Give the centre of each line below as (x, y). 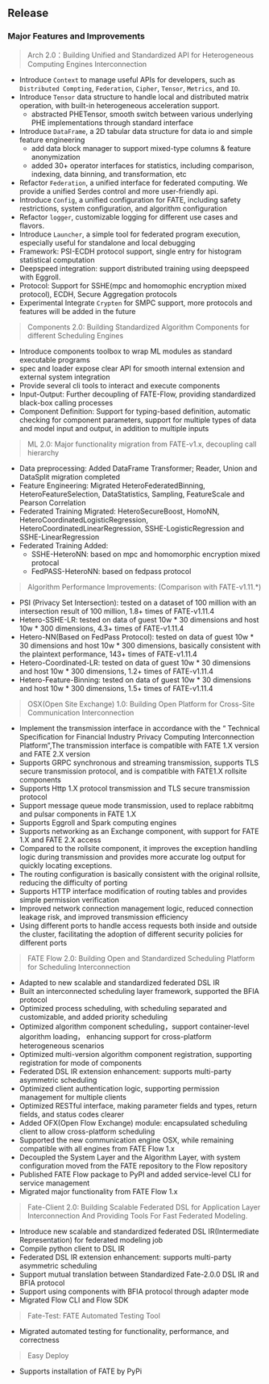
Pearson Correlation (52, 502)
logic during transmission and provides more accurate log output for (132, 857)
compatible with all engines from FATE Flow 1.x (97, 1148)
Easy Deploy (48, 1355)
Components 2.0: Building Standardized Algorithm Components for (139, 327)
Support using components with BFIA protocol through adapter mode (134, 1291)
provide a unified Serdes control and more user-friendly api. (119, 191)
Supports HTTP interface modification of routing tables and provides (133, 891)
